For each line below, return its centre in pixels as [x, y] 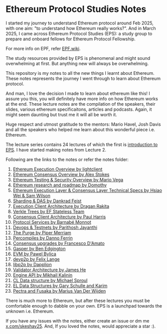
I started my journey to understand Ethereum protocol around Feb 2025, [80, 23]
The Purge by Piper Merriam [42, 232]
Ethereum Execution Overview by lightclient [58, 169]
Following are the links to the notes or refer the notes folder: [67, 159]
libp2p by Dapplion [32, 264]
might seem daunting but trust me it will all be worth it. [62, 114]
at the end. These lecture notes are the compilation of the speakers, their [81, 104]
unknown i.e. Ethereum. [30, 311]
